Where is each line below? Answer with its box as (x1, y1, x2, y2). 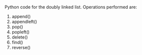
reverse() (11, 45, 31, 50)
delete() (11, 34, 28, 40)
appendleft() (11, 19, 37, 24)
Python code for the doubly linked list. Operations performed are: (4, 4, 138, 10)
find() (11, 39, 23, 45)
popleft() (11, 29, 30, 35)
